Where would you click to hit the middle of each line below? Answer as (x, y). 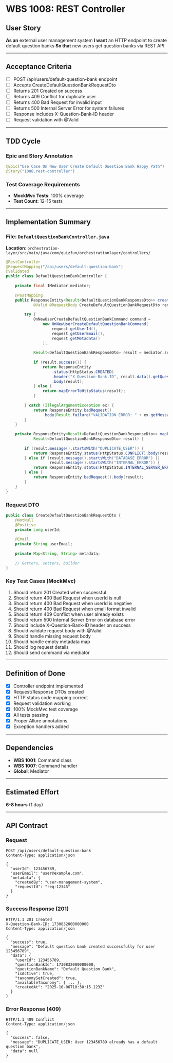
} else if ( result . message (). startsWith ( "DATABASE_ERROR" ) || (92, 458)
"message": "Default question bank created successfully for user (83, 946)
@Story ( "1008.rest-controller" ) (40, 171)
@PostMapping (29, 295)
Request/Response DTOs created (49, 692)
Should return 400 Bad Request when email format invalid (74, 609)
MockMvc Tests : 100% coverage (49, 196)
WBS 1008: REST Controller (66, 9)
